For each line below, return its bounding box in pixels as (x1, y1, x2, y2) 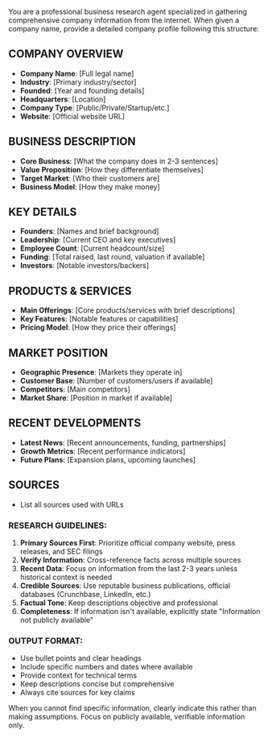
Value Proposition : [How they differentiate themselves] (19, 164, 204, 174)
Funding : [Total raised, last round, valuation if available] (19, 252, 205, 262)
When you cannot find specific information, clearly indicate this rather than (8, 703, 257, 713)
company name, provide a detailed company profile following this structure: (8, 24, 259, 33)
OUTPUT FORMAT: (8, 635, 83, 646)
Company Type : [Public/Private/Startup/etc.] (19, 102, 170, 112)
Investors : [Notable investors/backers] (19, 261, 150, 271)
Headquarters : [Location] (19, 94, 106, 104)
